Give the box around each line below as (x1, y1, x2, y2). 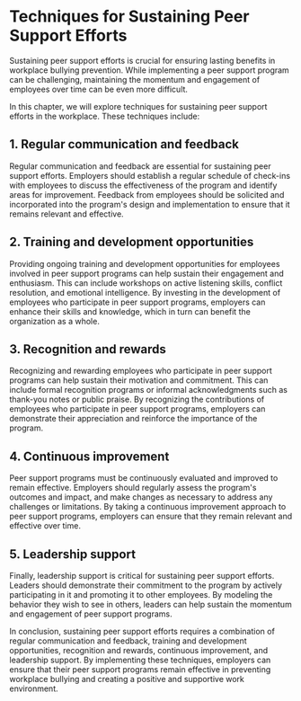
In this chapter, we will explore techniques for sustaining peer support (9, 101, 268, 111)
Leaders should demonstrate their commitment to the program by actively (9, 580, 283, 590)
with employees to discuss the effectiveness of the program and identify (9, 180, 278, 191)
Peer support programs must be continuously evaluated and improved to (9, 473, 279, 484)
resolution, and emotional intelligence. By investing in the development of (9, 287, 281, 297)
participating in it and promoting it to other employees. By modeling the (9, 590, 273, 599)
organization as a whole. (9, 315, 101, 326)
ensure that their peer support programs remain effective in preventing (9, 664, 271, 675)
